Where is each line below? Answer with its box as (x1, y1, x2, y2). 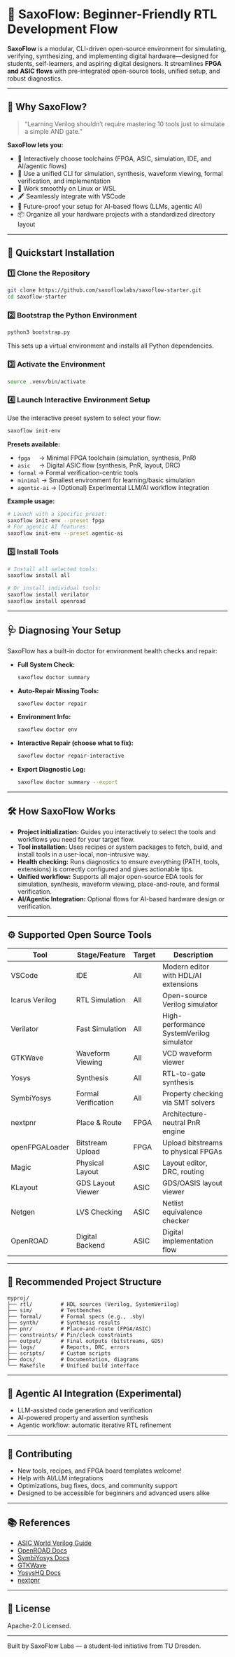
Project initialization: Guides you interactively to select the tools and (17, 827, 216, 836)
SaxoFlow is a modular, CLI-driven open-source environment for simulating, (7, 44, 227, 53)
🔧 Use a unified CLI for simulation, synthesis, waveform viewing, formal (17, 169, 223, 177)
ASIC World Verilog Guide (17, 1539, 92, 1547)
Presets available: (7, 439, 61, 448)
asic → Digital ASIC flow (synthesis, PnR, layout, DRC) (17, 461, 180, 469)
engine (162, 1126, 185, 1136)
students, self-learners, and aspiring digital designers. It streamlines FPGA (7, 59, 222, 67)
